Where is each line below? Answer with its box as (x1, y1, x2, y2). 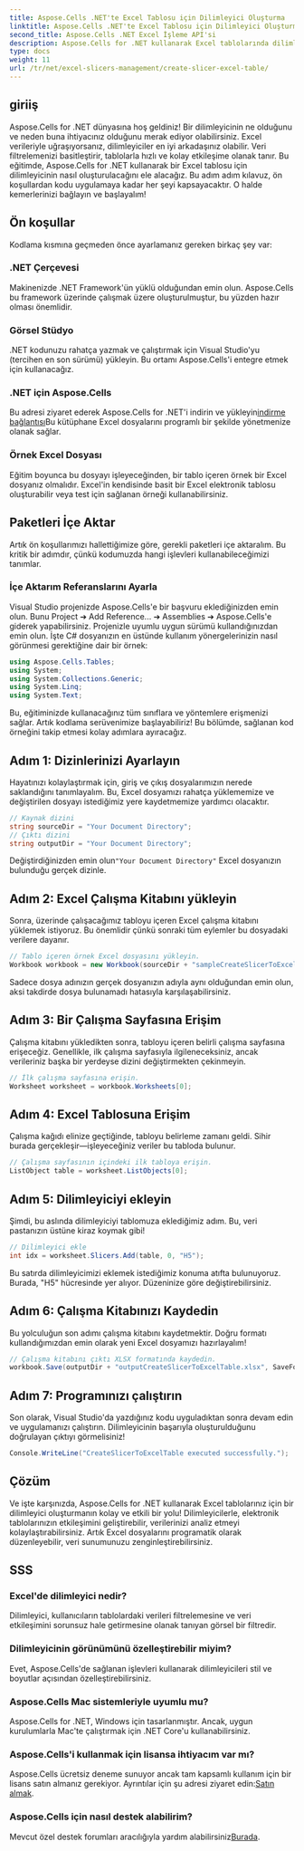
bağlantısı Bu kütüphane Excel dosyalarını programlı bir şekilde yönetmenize (9, 417, 291, 427)
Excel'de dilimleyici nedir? (9, 1590, 128, 1603)
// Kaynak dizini (9, 813, 75, 822)
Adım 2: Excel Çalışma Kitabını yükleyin (9, 891, 237, 906)
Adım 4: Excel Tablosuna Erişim (9, 1107, 191, 1122)
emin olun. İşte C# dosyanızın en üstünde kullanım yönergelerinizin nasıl (9, 630, 279, 641)
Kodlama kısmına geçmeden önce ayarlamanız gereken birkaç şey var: (9, 239, 273, 250)
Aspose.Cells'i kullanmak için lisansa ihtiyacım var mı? (9, 1749, 255, 1760)
